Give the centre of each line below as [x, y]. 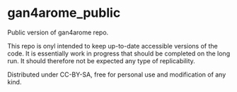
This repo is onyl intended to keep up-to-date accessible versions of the [112, 46]
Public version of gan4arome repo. [58, 32]
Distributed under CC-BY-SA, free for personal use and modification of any [117, 74]
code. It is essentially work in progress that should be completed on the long [119, 53]
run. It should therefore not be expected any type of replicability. [102, 60]
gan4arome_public [64, 13]
